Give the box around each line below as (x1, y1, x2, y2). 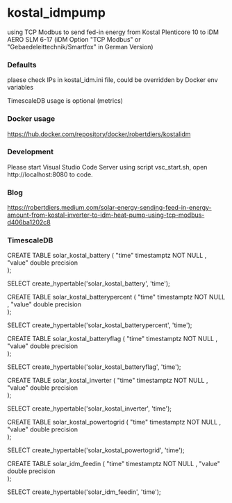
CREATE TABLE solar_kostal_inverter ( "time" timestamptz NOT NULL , (7, 377, 208, 385)
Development (7, 147, 54, 157)
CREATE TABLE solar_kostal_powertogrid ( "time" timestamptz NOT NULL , (7, 418, 221, 427)
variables (7, 83, 33, 92)
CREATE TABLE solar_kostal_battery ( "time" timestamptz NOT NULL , (7, 251, 207, 260)
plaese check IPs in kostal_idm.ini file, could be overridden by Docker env (7, 76, 218, 84)
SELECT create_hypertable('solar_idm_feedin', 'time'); (7, 488, 161, 496)
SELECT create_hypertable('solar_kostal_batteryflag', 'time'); (7, 363, 182, 371)
